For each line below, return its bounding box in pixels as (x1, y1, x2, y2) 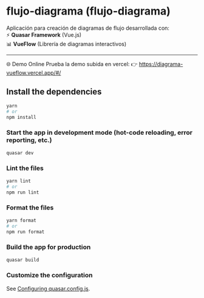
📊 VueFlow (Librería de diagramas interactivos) (6, 40, 127, 47)
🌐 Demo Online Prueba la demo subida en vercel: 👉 (6, 60, 138, 67)
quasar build (6, 257, 39, 263)
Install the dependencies (6, 87, 102, 97)
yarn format (6, 217, 36, 223)
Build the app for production (6, 243, 91, 251)
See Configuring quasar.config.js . (6, 285, 90, 292)
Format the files (6, 203, 54, 212)
